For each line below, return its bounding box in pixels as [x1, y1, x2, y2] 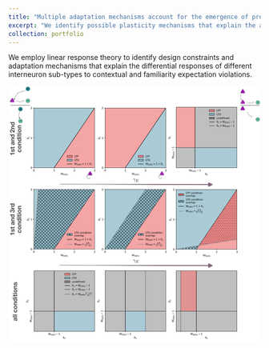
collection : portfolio [8, 30, 84, 38]
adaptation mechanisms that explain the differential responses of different [8, 61, 252, 71]
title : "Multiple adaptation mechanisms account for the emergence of [8, 13, 249, 21]
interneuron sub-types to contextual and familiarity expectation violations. [8, 70, 252, 79]
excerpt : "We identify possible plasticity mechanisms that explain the [8, 21, 256, 30]
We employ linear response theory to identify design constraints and [8, 53, 235, 62]
